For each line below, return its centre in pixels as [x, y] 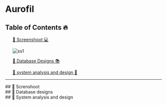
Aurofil [20, 9]
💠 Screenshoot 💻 [30, 40]
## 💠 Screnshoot [22, 87]
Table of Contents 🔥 [37, 27]
